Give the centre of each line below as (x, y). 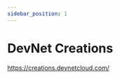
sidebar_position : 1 (38, 14)
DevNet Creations (60, 48)
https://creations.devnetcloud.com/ (59, 68)
